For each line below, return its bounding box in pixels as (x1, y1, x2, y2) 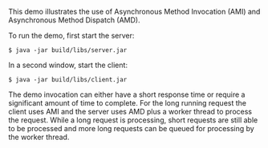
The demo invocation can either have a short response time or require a (8, 90, 246, 99)
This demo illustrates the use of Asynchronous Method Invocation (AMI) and (8, 7, 261, 16)
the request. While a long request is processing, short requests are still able (8, 115, 258, 125)
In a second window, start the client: (8, 60, 128, 70)
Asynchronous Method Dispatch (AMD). (8, 15, 140, 25)
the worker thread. (8, 132, 70, 142)
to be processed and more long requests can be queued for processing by (8, 124, 254, 133)
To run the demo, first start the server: (8, 31, 135, 40)
